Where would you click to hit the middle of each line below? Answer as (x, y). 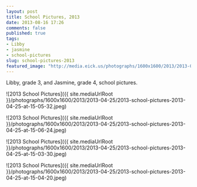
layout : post (22, 11)
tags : (13, 39)
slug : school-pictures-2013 (40, 60)
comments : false (26, 28)
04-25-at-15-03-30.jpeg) (36, 154)
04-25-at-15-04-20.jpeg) (36, 178)
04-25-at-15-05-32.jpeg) (36, 107)
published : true (26, 33)
